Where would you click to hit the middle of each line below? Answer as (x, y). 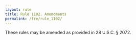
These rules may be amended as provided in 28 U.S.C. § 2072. (68, 33)
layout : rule (18, 10)
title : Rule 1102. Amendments (36, 14)
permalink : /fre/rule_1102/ (34, 19)
